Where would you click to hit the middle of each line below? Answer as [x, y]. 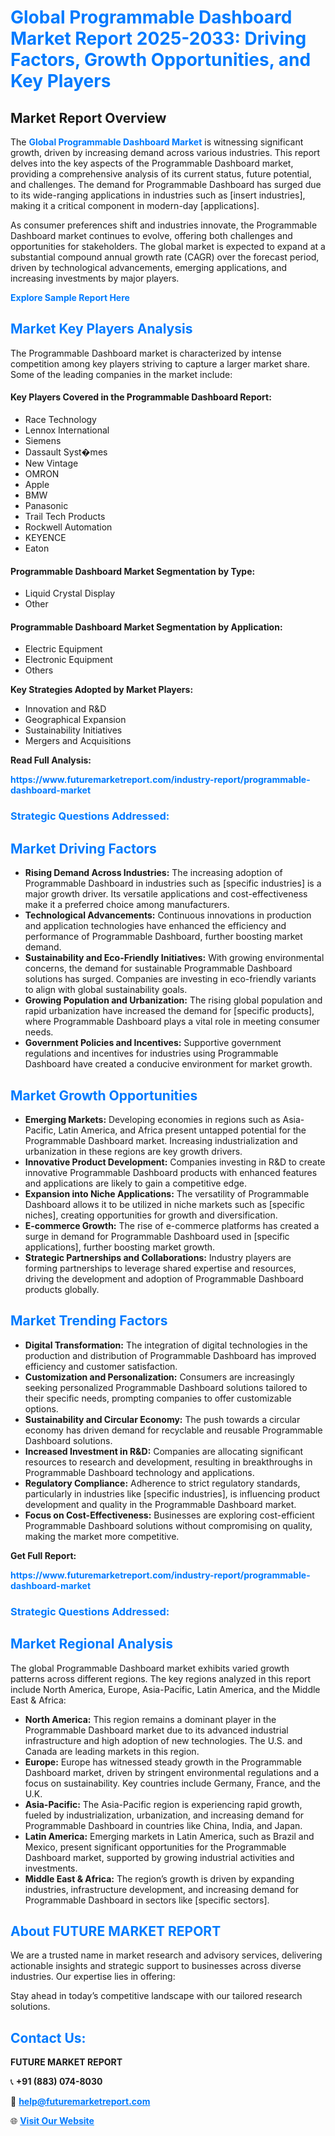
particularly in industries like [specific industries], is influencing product [172, 1493]
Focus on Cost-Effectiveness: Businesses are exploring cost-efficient [169, 1515]
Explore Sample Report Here [70, 297]
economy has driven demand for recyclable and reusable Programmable [173, 1430]
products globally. [62, 1289]
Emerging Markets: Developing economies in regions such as [152, 1119]
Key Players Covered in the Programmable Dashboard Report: [141, 397]
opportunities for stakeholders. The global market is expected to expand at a [168, 246]
